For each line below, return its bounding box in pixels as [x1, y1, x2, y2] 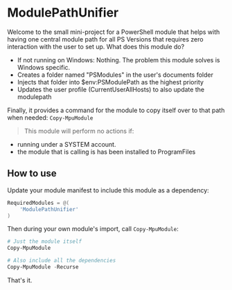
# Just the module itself [7, 238, 82, 245]
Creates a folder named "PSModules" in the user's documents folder [17, 71, 213, 79]
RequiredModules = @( [7, 199, 70, 206]
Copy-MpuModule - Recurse [7, 264, 79, 271]
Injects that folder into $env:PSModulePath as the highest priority [17, 78, 204, 86]
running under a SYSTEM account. [17, 140, 116, 148]
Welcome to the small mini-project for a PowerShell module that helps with [7, 28, 220, 36]
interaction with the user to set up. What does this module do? [7, 42, 185, 51]
